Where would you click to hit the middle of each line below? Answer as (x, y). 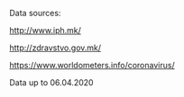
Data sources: (35, 13)
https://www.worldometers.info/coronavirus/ (92, 65)
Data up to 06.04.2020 (51, 83)
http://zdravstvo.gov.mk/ (55, 48)
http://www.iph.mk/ (45, 30)
